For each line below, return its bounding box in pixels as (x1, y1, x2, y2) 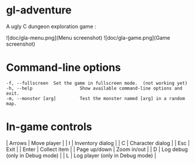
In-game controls (6, 121, 92, 133)
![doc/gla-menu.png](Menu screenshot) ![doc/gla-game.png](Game (6, 34, 170, 41)
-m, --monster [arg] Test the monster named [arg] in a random (6, 95, 185, 101)
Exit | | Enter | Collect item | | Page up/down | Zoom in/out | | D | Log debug (6, 146, 188, 153)
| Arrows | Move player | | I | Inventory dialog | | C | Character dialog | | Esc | (6, 139, 190, 146)
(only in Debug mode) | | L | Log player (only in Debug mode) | (6, 152, 157, 159)
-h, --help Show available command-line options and (6, 85, 183, 91)
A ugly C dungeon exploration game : (6, 23, 96, 30)
